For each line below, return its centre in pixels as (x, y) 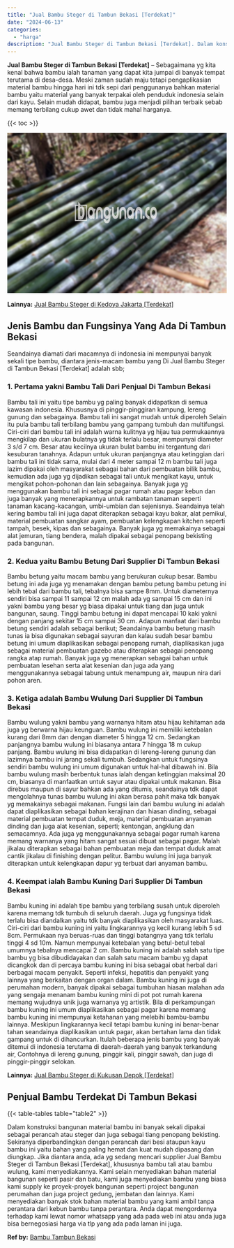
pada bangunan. (31, 543)
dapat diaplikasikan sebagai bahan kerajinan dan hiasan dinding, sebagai (112, 811)
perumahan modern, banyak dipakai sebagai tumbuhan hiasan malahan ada (116, 987)
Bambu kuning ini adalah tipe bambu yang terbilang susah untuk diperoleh (114, 906)
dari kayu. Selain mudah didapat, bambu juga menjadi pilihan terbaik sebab (115, 102)
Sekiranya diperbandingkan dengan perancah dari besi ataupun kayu (106, 1142)
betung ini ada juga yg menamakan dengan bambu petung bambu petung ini (117, 584)
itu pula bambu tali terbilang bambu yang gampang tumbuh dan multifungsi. (116, 424)
